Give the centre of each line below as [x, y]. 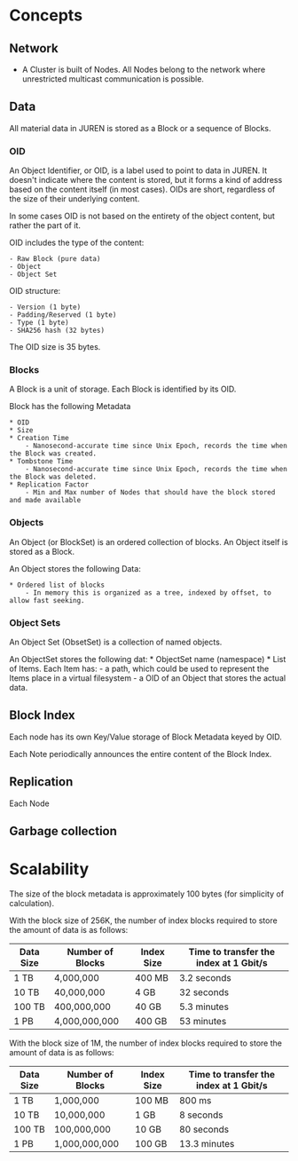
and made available [45, 501]
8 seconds [201, 1115]
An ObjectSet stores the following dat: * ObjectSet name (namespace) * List [148, 659]
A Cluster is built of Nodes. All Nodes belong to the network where [144, 69]
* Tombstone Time [41, 462]
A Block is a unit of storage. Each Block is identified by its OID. [123, 389]
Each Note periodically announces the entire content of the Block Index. [141, 754]
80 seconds [204, 1129]
